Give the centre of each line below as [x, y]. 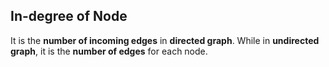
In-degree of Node [69, 16]
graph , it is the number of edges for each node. [109, 51]
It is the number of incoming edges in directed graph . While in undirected [165, 40]
